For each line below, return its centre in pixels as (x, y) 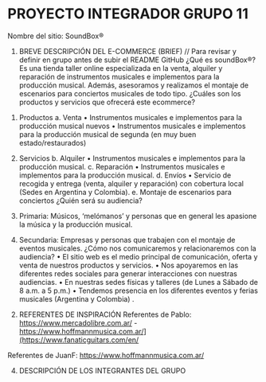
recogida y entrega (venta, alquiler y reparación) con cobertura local (131, 183)
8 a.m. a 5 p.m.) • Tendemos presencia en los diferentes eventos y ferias (138, 290)
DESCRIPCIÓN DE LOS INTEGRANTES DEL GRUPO (102, 370)
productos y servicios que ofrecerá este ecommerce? (107, 102)
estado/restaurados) (53, 142)
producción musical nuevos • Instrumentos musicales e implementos (132, 126)
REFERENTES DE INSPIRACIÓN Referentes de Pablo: (105, 314)
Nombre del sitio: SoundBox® (56, 36)
